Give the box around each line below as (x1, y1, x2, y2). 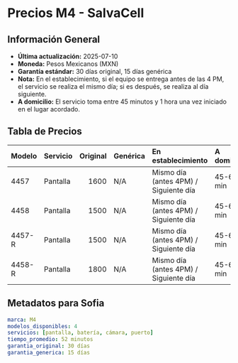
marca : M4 (7, 316, 37, 323)
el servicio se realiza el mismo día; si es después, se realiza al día (17, 82, 209, 90)
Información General (7, 33, 101, 45)
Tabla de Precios (7, 126, 83, 138)
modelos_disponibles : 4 (7, 323, 78, 330)
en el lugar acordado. (17, 105, 80, 113)
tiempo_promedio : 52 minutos (7, 336, 93, 343)
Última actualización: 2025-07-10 (17, 52, 118, 60)
